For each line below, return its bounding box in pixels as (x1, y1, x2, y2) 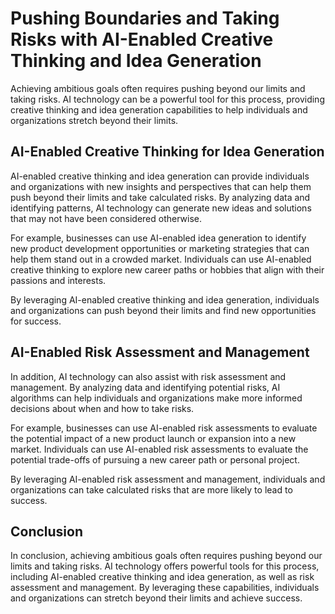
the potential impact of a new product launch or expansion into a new (10, 432, 297, 444)
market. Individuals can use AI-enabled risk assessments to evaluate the (10, 443, 309, 455)
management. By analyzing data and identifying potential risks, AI (10, 381, 281, 393)
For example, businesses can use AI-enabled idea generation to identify (10, 232, 307, 244)
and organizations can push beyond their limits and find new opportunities (10, 304, 317, 316)
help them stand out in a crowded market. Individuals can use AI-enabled (10, 253, 312, 265)
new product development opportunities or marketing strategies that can (10, 242, 310, 254)
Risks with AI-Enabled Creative (10, 28, 274, 51)
